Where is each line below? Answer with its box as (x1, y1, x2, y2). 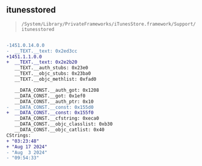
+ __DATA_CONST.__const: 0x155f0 (6, 109, 94, 116)
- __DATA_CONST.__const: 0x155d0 (6, 104, 94, 110)
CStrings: (6, 132, 32, 139)
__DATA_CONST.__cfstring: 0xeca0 (14, 116, 99, 122)
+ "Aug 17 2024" (6, 144, 47, 150)
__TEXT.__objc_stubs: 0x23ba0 (14, 71, 91, 77)
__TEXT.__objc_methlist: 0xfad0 (14, 76, 97, 83)
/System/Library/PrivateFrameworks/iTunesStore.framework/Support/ (21, 21, 196, 27)
